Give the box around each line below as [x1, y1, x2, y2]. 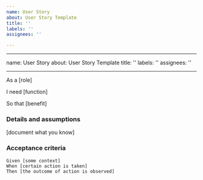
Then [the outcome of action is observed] [6, 168, 115, 175]
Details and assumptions [6, 115, 80, 124]
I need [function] [6, 88, 48, 96]
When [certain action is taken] [6, 163, 88, 169]
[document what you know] [6, 128, 75, 136]
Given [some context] [6, 158, 61, 164]
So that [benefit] [6, 100, 47, 107]
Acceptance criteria [6, 144, 66, 152]
